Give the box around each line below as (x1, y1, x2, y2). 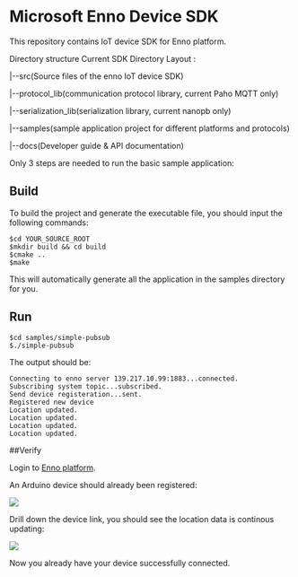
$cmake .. (9, 249, 47, 259)
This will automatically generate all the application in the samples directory (9, 274, 285, 284)
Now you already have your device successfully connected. (9, 557, 231, 568)
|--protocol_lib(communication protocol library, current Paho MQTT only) (9, 88, 279, 99)
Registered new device (9, 398, 94, 407)
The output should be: (9, 356, 92, 367)
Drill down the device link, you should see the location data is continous (9, 513, 275, 524)
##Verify (9, 444, 42, 455)
